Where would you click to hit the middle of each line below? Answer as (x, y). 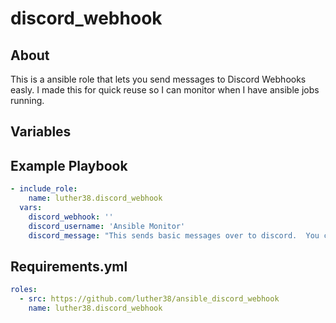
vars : (31, 207)
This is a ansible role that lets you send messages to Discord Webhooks (158, 79)
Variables (41, 132)
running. (27, 100)
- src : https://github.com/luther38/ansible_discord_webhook (149, 299)
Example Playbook (69, 165)
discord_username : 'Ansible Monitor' (107, 226)
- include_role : (44, 189)
